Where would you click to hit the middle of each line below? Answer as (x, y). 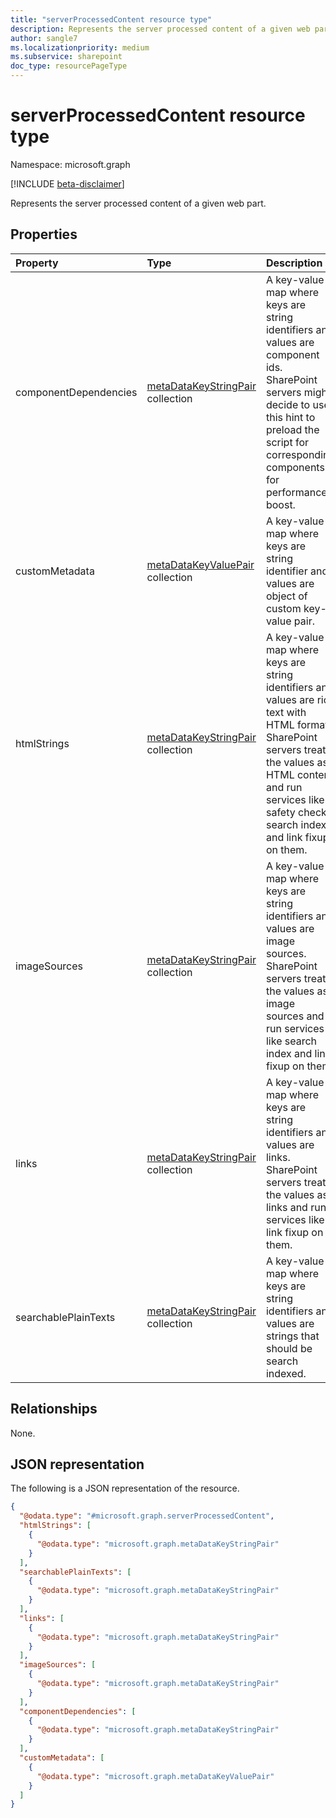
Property (37, 263)
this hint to (290, 417)
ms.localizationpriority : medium (80, 47)
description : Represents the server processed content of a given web (160, 29)
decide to (288, 404)
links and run (296, 1207)
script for (287, 442)
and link (284, 837)
